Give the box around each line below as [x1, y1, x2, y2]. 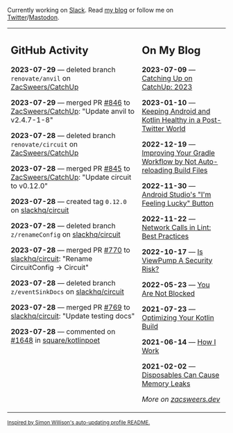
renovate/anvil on [10, 73, 71, 83]
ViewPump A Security [141, 255, 213, 265]
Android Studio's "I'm [141, 189, 212, 199]
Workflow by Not [141, 156, 197, 166]
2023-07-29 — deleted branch [10, 65, 116, 74]
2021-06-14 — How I [141, 337, 216, 346]
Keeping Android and [141, 106, 211, 116]
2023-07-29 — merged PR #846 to [10, 97, 130, 107]
